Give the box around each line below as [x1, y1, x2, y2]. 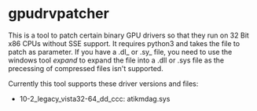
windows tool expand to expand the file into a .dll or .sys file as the [8, 55, 225, 65]
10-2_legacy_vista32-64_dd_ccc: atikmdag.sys [19, 94, 171, 103]
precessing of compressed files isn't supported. [8, 63, 163, 73]
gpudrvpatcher [8, 5, 110, 23]
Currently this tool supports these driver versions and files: [8, 79, 199, 88]
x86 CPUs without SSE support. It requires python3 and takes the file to [8, 38, 240, 48]
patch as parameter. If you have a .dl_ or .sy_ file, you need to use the [8, 47, 233, 56]
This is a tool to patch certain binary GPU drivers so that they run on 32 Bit [8, 30, 249, 40]
